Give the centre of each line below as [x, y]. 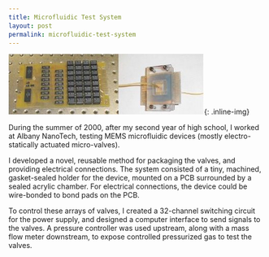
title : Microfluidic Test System [65, 17]
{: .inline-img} [227, 112]
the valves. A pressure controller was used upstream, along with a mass [129, 229]
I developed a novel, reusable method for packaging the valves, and [122, 161]
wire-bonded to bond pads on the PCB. [74, 195]
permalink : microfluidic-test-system [72, 34]
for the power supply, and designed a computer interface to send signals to [134, 220]
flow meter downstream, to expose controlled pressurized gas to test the [130, 237]
